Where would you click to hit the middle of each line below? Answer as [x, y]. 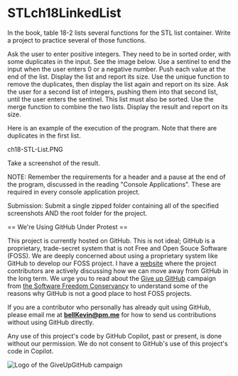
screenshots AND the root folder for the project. [77, 213]
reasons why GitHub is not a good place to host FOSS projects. [99, 293]
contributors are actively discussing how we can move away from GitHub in [118, 270]
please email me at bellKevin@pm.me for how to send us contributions [112, 314]
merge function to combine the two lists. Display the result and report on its [118, 106]
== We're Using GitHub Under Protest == [67, 227]
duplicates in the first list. [44, 136]
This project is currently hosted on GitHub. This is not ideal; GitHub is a [111, 240]
